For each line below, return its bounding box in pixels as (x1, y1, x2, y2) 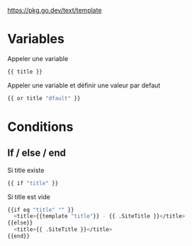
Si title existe (7, 166, 45, 174)
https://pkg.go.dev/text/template (7, 6, 102, 14)
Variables (7, 31, 65, 47)
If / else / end (7, 147, 66, 159)
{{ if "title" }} (7, 179, 59, 187)
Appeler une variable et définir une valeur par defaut (7, 81, 161, 90)
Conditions (7, 119, 74, 134)
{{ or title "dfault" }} (7, 95, 81, 102)
